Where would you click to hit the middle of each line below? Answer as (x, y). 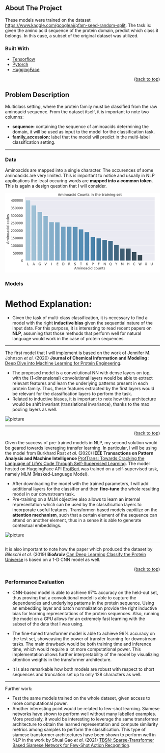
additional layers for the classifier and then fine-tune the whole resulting (86, 489)
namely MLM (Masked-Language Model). (47, 474)
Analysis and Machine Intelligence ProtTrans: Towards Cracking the (75, 458)
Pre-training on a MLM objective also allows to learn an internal (76, 499)
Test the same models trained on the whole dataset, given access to (81, 698)
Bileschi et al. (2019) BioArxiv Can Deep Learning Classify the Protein (76, 554)
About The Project (34, 8)
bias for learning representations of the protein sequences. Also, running (86, 613)
